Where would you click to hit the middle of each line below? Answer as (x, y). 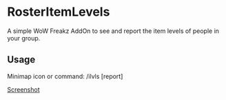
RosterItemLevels (59, 12)
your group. (24, 38)
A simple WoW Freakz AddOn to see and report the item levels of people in (113, 31)
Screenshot (23, 89)
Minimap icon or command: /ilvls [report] (65, 76)
